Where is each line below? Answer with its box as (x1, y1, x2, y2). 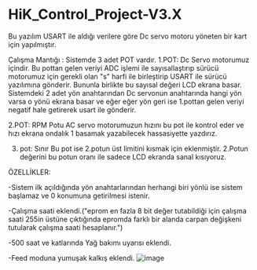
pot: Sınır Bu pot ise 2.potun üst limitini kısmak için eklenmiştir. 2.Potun (19, 144, 249, 153)
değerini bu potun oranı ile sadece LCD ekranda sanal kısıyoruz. (19, 151, 226, 162)
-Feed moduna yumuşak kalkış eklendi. (8, 253, 135, 262)
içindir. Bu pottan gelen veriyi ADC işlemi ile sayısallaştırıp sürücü (8, 63, 219, 72)
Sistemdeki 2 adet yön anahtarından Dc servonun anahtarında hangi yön (8, 88, 242, 97)
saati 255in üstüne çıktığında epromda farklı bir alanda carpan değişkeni (8, 214, 242, 224)
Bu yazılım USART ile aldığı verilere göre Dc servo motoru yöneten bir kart (8, 31, 248, 41)
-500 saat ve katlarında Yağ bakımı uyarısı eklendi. (8, 238, 171, 247)
